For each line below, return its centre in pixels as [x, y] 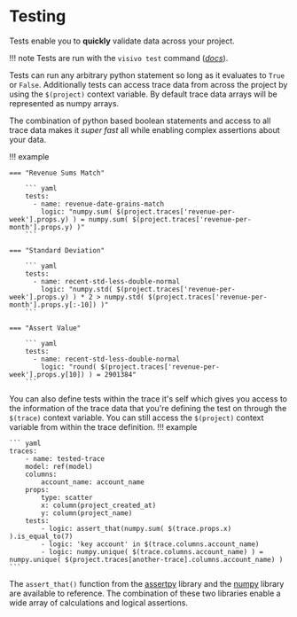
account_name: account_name [93, 482]
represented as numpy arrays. [64, 103]
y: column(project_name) [87, 513]
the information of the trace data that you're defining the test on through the [148, 408]
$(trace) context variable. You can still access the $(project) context [137, 418]
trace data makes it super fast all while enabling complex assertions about [145, 129]
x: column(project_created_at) [99, 505]
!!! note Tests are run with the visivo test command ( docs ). [119, 58]
